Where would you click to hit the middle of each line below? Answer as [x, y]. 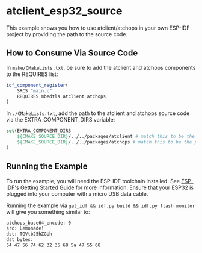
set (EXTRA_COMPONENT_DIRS [38, 131]
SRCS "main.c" [35, 91]
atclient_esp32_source [64, 11]
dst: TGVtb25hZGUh [29, 234]
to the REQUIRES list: [32, 74]
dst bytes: [20, 240]
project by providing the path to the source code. [67, 34]
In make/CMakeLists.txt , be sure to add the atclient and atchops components [101, 67]
